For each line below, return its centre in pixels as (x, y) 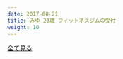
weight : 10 (23, 27)
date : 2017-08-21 (33, 14)
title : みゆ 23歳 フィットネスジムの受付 (61, 21)
